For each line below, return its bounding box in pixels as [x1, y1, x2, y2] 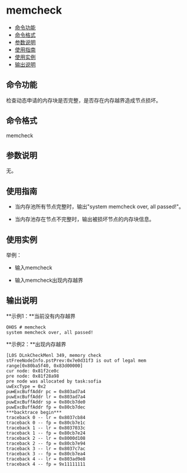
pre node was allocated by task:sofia [6, 378, 101, 384]
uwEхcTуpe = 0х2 [6, 383, 46, 390]
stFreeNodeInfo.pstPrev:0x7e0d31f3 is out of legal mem [6, 358, 146, 363]
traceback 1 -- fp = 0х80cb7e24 [6, 430, 86, 436]
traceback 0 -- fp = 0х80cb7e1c [6, 420, 86, 426]
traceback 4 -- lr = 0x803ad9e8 [6, 456, 86, 462]
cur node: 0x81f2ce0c [6, 368, 60, 374]
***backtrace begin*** [6, 409, 62, 415]
